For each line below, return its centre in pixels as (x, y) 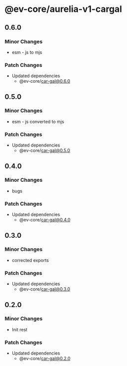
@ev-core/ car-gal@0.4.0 (45, 220)
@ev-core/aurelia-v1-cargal (63, 9)
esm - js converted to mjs (38, 121)
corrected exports (30, 260)
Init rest (20, 329)
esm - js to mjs (27, 52)
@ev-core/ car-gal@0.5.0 (45, 151)
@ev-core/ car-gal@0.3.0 (45, 289)
